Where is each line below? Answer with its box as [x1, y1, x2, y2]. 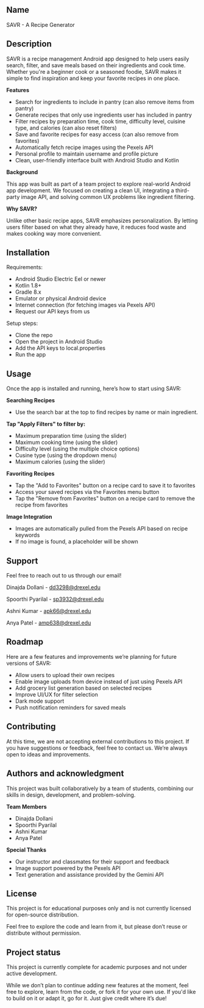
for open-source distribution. [6, 911, 79, 918]
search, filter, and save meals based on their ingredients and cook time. [6, 61, 186, 69]
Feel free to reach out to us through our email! [6, 572, 122, 579]
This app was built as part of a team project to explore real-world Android [6, 180, 191, 187]
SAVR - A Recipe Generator [6, 21, 75, 28]
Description [6, 39, 52, 49]
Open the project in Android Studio [15, 338, 103, 346]
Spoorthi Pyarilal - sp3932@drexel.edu [6, 595, 104, 603]
